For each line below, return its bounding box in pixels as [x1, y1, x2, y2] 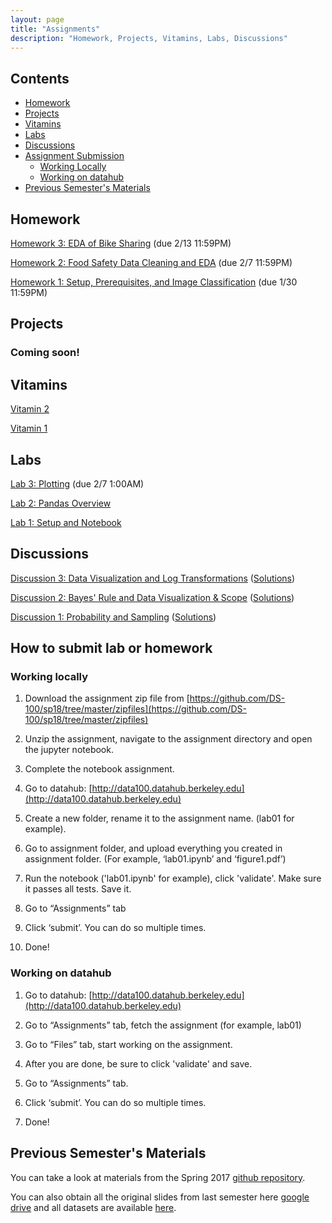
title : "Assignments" [10, 24, 101, 34]
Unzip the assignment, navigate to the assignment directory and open [24, 733, 313, 745]
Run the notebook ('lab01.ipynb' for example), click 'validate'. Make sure [24, 872, 322, 885]
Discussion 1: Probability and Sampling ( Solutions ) [10, 611, 217, 623]
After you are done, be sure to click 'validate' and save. [24, 1057, 253, 1070]
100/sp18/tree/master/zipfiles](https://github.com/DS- [24, 703, 247, 715]
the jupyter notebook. [24, 744, 114, 756]
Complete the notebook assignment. [24, 763, 175, 775]
